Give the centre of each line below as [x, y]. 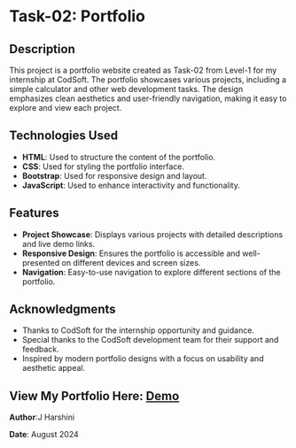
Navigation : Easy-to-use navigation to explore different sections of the [151, 272]
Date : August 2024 [44, 435]
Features [34, 213]
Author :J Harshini [42, 417]
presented [41, 262]
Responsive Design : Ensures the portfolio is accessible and [131, 253]
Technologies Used [63, 136]
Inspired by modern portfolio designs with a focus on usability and [143, 359]
